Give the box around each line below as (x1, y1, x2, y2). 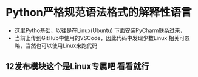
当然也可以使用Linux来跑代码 (25, 42, 98, 49)
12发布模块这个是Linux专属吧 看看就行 (5, 61, 149, 72)
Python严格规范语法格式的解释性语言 (5, 5, 192, 19)
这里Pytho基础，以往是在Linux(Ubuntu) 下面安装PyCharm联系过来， (14, 27, 186, 34)
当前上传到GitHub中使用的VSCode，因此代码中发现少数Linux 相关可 (14, 34, 185, 41)
